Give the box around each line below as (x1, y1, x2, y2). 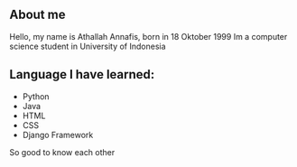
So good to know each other (9, 146, 116, 157)
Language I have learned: (9, 67, 155, 82)
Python (22, 90, 50, 102)
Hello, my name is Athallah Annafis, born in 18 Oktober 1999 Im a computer (9, 31, 288, 42)
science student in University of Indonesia (9, 41, 166, 51)
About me (9, 7, 66, 23)
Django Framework (22, 129, 94, 140)
